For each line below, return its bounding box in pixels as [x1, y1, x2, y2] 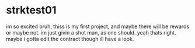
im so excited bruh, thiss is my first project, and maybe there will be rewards [6, 23, 190, 30]
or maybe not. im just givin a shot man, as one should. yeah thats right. [6, 29, 176, 36]
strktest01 [6, 4, 57, 17]
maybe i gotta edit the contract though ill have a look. [6, 35, 134, 42]
